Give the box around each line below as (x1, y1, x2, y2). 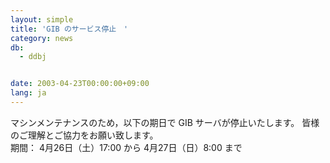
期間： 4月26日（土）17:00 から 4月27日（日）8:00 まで (10, 141, 243, 153)
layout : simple (10, 14, 74, 25)
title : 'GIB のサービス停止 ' (10, 24, 129, 34)
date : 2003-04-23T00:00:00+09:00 (10, 79, 150, 89)
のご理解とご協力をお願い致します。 (10, 129, 159, 141)
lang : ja (10, 88, 47, 98)
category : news (10, 33, 74, 43)
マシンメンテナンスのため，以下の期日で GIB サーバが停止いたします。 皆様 (10, 116, 320, 128)
